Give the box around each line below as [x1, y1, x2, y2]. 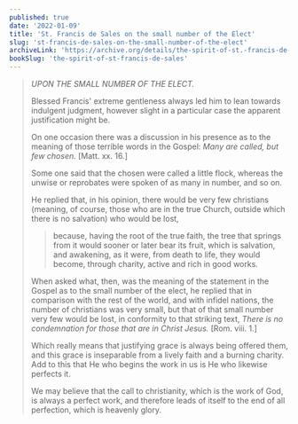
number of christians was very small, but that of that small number [30, 304, 274, 315]
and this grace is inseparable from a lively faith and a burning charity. [30, 349, 285, 360]
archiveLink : [9, 46, 58, 55]
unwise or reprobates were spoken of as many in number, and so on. [30, 177, 282, 187]
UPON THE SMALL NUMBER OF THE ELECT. [30, 79, 195, 89]
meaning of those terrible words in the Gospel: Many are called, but [30, 141, 279, 152]
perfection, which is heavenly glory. [30, 404, 162, 415]
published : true [9, 12, 69, 22]
